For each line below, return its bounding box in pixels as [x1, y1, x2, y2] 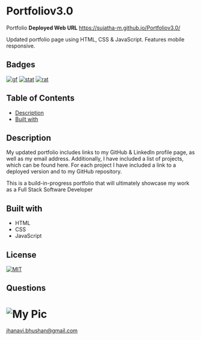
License [6, 250, 37, 260]
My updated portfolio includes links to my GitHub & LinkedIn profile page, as [6, 149, 195, 156]
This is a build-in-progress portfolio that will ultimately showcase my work [6, 179, 190, 187]
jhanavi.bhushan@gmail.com [6, 327, 78, 335]
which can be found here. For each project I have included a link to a [6, 161, 176, 169]
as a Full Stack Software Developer [6, 186, 93, 193]
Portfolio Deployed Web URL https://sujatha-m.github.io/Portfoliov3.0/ [6, 24, 181, 31]
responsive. [6, 42, 36, 49]
